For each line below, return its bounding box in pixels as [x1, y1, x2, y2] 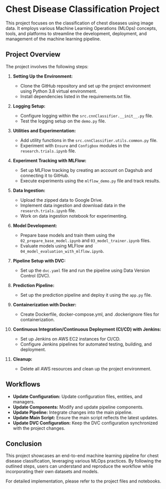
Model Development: [12, 223, 58, 229]
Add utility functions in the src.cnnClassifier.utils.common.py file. [20, 137, 158, 143]
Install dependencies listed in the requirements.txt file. [20, 93, 132, 99]
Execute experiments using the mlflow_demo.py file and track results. [20, 178, 161, 184]
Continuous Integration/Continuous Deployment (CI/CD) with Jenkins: [12, 326, 162, 332]
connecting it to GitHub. [20, 172, 69, 178]
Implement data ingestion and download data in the [20, 202, 126, 208]
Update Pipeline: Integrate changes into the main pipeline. [12, 409, 133, 415]
